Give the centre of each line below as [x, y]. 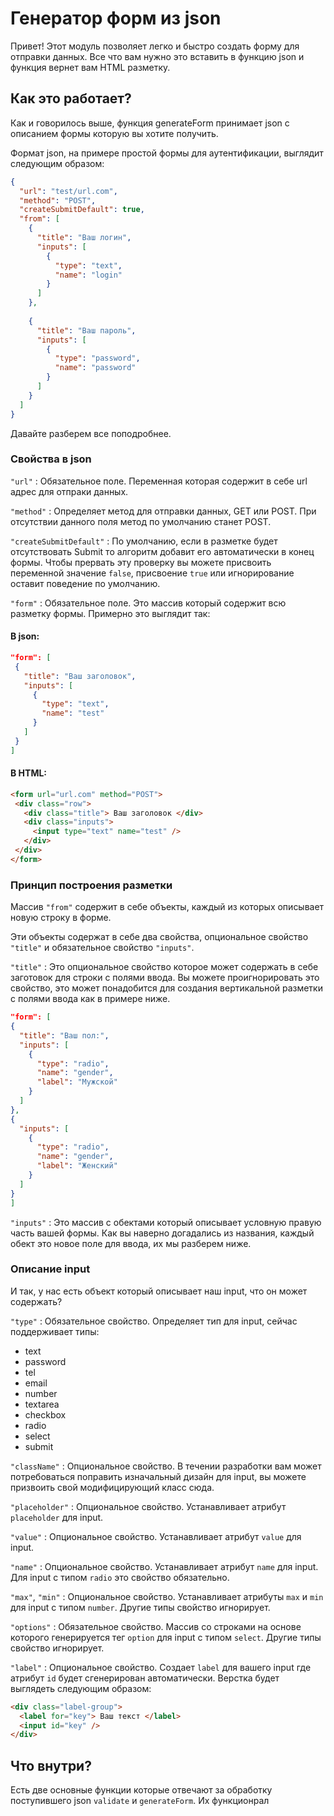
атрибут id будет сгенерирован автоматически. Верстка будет [145, 1678]
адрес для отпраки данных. [69, 491]
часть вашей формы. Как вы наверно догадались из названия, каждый [162, 1233]
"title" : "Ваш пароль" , [86, 330]
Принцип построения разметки [91, 885]
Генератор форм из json [116, 18]
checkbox [45, 1414]
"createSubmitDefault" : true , [82, 210]
